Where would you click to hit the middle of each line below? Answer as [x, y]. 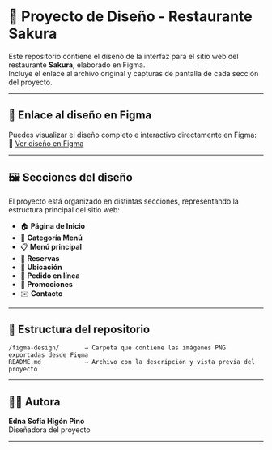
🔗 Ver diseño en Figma [46, 143]
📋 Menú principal [51, 246]
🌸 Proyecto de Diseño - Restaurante [130, 17]
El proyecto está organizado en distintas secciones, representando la [123, 201]
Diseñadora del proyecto [49, 430]
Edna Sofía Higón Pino [47, 422]
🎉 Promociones [46, 284]
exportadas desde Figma [49, 355]
